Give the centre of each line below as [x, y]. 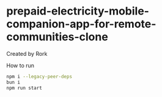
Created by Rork [27, 53]
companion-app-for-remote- [81, 24]
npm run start [24, 88]
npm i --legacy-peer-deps [39, 76]
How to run [20, 65]
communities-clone [57, 37]
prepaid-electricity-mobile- [78, 11]
